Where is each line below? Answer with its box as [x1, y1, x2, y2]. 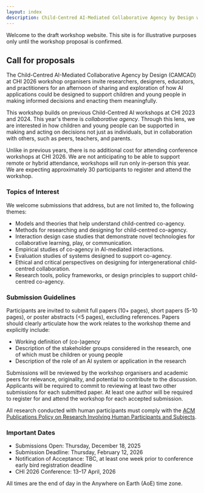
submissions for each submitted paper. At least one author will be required [6, 388, 193, 396]
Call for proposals [6, 55, 75, 66]
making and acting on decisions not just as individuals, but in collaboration [6, 128, 192, 136]
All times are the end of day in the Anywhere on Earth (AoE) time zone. [6, 480, 183, 487]
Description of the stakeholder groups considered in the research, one [15, 344, 191, 351]
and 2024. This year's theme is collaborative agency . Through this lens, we [6, 115, 195, 123]
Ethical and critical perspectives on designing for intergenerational [15, 258, 182, 266]
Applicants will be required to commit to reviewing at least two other [6, 382, 177, 389]
